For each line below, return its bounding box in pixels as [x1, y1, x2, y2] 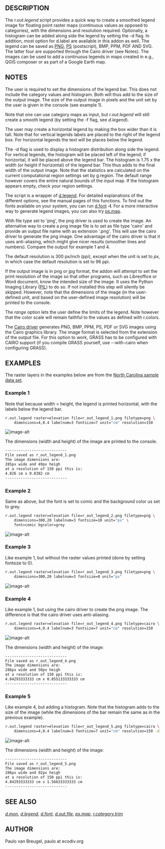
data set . [5, 377, 23, 383]
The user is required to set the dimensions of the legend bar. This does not [5, 86, 157, 92]
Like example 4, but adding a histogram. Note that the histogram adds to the [5, 704, 160, 710]
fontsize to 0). [5, 560, 33, 566]
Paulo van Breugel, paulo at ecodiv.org [5, 838, 84, 844]
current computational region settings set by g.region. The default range [5, 172, 152, 178]
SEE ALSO [5, 798, 37, 806]
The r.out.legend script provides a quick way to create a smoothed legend [5, 17, 155, 23]
